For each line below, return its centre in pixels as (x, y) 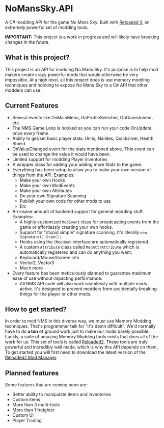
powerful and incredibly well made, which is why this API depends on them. (82, 347)
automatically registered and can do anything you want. (76, 252)
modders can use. (23, 90)
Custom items (26, 400)
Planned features (32, 373)
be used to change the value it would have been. (61, 154)
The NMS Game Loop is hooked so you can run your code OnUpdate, (82, 128)
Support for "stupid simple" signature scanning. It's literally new (83, 232)
